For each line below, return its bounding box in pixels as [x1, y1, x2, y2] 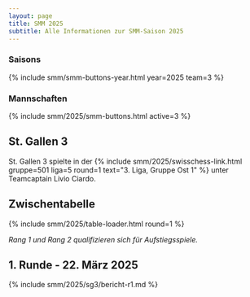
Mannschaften [8, 93, 68, 104]
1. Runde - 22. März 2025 [8, 258, 138, 272]
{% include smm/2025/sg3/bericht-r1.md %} [8, 280, 159, 290]
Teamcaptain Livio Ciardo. [8, 173, 96, 183]
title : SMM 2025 [8, 20, 64, 28]
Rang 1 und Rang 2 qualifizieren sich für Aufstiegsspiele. [8, 234, 198, 244]
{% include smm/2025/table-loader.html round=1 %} [8, 219, 185, 229]
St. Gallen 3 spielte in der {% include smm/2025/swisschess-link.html [8, 156, 243, 166]
